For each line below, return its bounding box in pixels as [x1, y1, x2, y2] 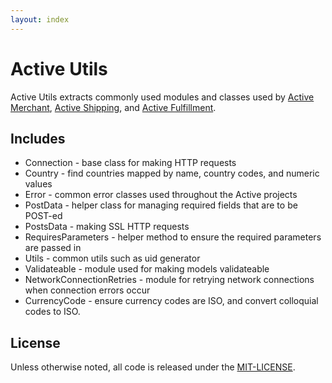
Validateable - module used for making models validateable [24, 263, 270, 275]
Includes [10, 130, 66, 147]
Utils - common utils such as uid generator [24, 252, 201, 265]
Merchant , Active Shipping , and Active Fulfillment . [10, 101, 217, 113]
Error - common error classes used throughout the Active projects [24, 189, 298, 201]
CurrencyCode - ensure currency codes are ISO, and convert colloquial [24, 295, 319, 307]
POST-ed [24, 210, 63, 222]
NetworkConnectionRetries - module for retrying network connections [24, 274, 315, 286]
